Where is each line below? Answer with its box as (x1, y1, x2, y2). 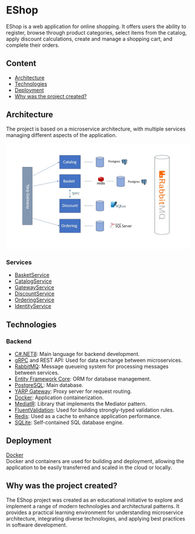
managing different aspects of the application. (6, 131, 117, 138)
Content (6, 59, 37, 69)
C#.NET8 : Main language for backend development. (14, 350, 140, 357)
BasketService (14, 272, 50, 279)
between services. (14, 369, 60, 376)
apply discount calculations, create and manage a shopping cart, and (6, 35, 173, 42)
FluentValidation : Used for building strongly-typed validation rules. (14, 406, 174, 413)
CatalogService (14, 278, 52, 285)
